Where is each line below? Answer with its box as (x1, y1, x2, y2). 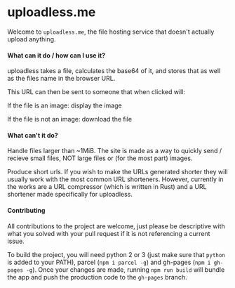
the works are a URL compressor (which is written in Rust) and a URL (7, 183, 207, 191)
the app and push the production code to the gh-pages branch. (7, 273, 187, 281)
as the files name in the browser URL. (7, 74, 116, 83)
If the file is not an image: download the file (7, 115, 132, 124)
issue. (7, 237, 25, 245)
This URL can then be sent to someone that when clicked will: (7, 88, 186, 96)
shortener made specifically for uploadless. (7, 190, 133, 199)
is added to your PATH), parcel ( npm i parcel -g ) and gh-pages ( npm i (7, 258, 211, 266)
